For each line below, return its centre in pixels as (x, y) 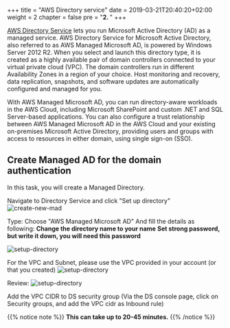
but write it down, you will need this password (74, 235)
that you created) (32, 270)
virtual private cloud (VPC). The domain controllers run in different (101, 67)
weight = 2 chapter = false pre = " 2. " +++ (67, 17)
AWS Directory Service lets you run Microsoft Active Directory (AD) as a (109, 31)
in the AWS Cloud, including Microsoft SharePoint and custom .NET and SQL (115, 109)
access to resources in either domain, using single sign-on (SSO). (100, 139)
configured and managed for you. (55, 89)
